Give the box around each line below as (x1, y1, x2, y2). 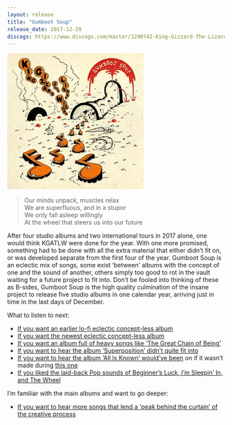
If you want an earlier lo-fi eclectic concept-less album (17, 325, 173, 333)
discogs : (7, 33, 32, 40)
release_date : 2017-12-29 (7, 26, 81, 32)
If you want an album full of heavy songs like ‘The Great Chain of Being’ (17, 339, 222, 348)
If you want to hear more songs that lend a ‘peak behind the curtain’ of (17, 403, 218, 411)
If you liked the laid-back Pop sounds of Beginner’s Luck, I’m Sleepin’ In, (17, 368, 223, 377)
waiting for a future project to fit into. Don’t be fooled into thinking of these (7, 276, 219, 284)
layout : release (7, 11, 54, 18)
